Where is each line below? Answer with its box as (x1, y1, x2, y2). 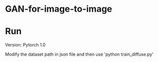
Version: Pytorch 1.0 (5, 42, 46, 48)
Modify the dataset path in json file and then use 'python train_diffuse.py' (5, 51, 154, 57)
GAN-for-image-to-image (5, 3, 112, 15)
